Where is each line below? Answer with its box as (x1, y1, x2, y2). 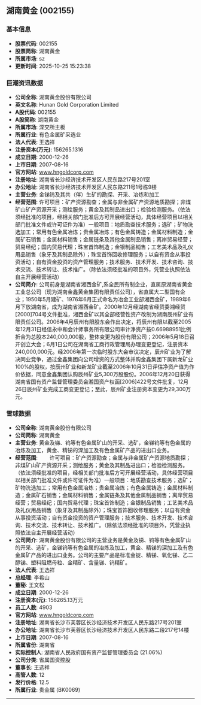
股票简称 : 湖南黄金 (14, 47, 60, 55)
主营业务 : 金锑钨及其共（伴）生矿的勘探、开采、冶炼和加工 (14, 190, 160, 198)
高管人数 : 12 (14, 671, 45, 679)
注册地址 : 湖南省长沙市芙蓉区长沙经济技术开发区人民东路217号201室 (14, 619, 182, 626)
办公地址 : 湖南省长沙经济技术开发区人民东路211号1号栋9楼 (14, 183, 157, 190)
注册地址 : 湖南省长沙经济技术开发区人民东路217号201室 (14, 176, 151, 183)
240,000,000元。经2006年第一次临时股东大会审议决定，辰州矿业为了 (14, 348, 187, 355)
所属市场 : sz (14, 55, 45, 62)
